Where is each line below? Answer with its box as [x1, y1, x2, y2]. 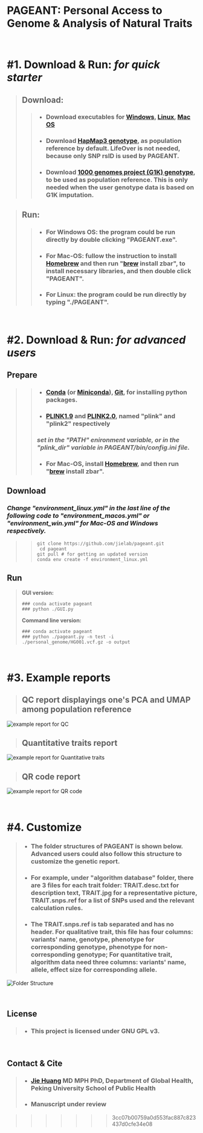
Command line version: [21, 616, 82, 624]
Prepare [7, 370, 38, 380]
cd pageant [39, 546, 67, 552]
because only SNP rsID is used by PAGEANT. [45, 152, 179, 161]
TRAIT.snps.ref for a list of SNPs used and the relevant [30, 896, 195, 905]
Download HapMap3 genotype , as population [45, 137, 182, 145]
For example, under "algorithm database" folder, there [30, 874, 194, 882]
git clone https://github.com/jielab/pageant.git [36, 540, 165, 547]
